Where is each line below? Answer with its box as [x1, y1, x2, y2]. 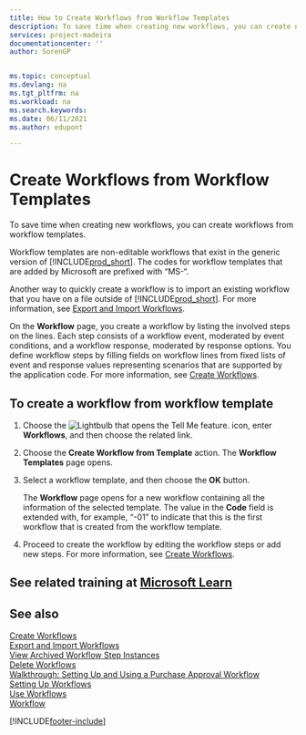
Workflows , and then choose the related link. [22, 430, 193, 440]
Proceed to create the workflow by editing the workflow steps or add [22, 539, 281, 550]
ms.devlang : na [9, 80, 67, 89]
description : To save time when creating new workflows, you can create [9, 22, 291, 31]
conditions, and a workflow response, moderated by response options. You [9, 340, 291, 351]
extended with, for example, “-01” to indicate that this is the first [22, 512, 262, 523]
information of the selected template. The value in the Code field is [22, 502, 274, 512]
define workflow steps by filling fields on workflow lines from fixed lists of [9, 350, 287, 361]
